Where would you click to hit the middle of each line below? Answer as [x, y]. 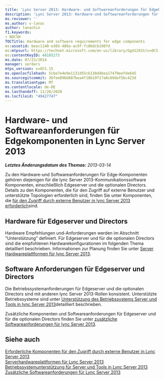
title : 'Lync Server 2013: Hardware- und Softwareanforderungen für [76, 10]
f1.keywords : [18, 32]
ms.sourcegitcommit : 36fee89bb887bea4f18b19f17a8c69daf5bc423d [71, 78]
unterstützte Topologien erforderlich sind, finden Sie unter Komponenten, [79, 195]
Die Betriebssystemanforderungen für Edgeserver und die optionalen [74, 288]
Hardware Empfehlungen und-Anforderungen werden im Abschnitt [72, 233]
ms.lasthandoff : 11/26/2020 [34, 92]
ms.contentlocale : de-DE [30, 87]
